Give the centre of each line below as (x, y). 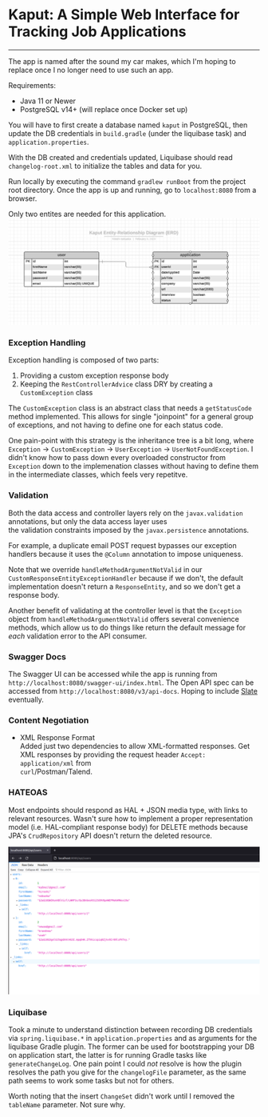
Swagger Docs (37, 656)
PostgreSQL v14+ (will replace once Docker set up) (104, 109)
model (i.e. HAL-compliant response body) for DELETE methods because (128, 827)
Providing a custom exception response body (94, 376)
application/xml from (55, 763)
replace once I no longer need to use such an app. (91, 70)
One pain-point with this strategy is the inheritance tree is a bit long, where (131, 441)
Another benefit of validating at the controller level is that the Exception (125, 611)
